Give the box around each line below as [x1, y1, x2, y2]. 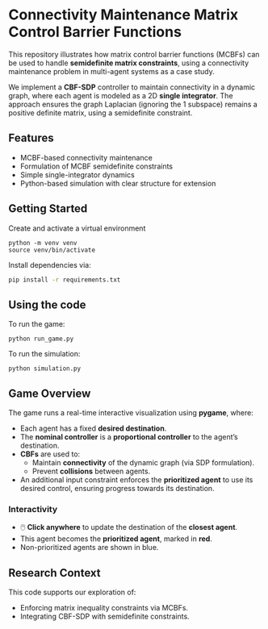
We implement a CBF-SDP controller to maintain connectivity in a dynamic [8, 82, 256, 92]
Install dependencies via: [8, 260, 91, 269]
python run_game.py [8, 335, 74, 344]
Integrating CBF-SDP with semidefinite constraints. [19, 611, 190, 622]
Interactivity [8, 503, 58, 514]
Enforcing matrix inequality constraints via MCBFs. [19, 603, 188, 613]
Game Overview [8, 386, 91, 400]
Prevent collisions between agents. [31, 466, 151, 477]
